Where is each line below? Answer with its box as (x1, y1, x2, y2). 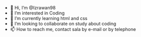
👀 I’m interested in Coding (10, 10, 65, 16)
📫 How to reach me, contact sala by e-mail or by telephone (10, 26, 136, 32)
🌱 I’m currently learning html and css (10, 15, 88, 21)
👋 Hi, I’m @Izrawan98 (10, 5, 56, 10)
